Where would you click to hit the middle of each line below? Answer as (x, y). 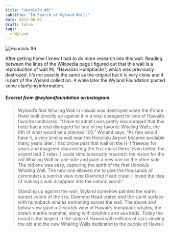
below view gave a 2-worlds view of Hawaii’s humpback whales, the (90, 207)
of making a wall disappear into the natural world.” (71, 181)
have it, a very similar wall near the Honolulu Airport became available (91, 138)
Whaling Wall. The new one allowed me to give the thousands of (85, 170)
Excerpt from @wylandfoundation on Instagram (57, 98)
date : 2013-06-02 (24, 20)
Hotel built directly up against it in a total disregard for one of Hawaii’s (91, 115)
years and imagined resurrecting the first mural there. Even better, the (91, 148)
